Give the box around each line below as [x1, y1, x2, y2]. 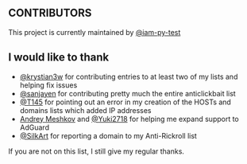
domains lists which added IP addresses [19, 105, 152, 115]
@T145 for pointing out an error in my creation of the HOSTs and [19, 97, 232, 107]
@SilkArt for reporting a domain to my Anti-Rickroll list [19, 131, 197, 140]
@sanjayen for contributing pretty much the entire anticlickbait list [19, 88, 236, 98]
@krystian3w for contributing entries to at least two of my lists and [19, 72, 238, 81]
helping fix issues [19, 80, 78, 90]
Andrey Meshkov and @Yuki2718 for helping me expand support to [19, 114, 240, 123]
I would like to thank [8, 51, 110, 64]
